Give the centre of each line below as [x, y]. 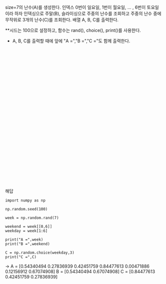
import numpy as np [25, 200]
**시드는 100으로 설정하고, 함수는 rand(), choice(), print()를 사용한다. [73, 30]
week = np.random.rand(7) [32, 218]
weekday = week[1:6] [27, 231]
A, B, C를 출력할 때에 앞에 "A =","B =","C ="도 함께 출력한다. [71, 41]
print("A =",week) [24, 240]
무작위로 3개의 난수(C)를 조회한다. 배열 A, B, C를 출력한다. [62, 20]
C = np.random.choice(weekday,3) [40, 253]
